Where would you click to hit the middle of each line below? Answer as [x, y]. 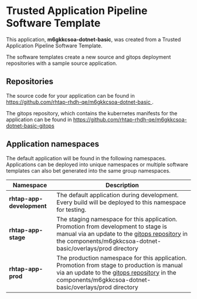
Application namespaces [53, 144]
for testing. [72, 209]
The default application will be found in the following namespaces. [86, 158]
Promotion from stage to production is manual [120, 265]
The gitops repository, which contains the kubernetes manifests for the [92, 113]
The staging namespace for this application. [117, 219]
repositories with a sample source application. [62, 63]
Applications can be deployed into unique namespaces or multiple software [97, 164]
